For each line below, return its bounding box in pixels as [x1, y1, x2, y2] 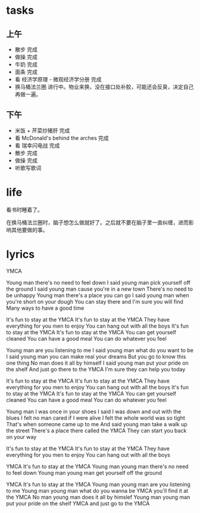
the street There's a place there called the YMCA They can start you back [6, 427, 187, 434]
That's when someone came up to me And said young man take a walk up [6, 420, 187, 427]
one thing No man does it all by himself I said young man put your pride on [6, 359, 189, 367]
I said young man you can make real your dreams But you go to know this [6, 353, 186, 360]
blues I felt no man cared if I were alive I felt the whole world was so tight [6, 414, 186, 422]
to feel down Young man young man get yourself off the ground [6, 469, 162, 476]
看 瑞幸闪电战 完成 [14, 142, 60, 149]
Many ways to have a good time [6, 304, 85, 312]
